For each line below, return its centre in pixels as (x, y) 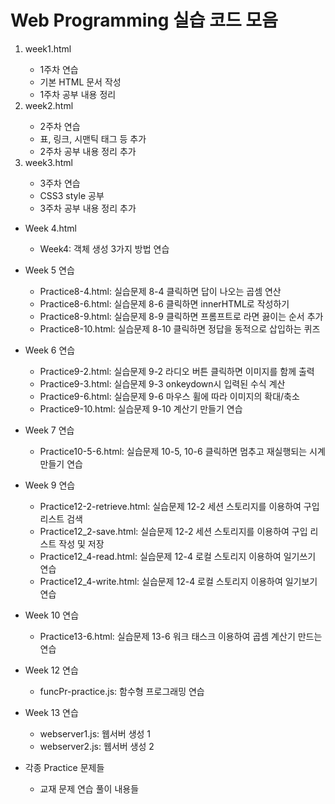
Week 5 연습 (49, 270)
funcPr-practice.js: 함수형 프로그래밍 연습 (122, 691)
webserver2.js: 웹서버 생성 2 (97, 746)
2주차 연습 (60, 126)
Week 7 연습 (49, 430)
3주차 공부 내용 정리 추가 (88, 208)
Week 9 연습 (50, 485)
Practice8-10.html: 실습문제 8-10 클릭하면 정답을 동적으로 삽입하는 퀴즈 (180, 328)
